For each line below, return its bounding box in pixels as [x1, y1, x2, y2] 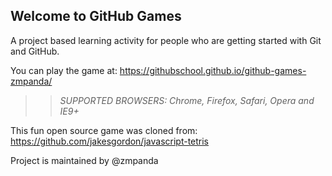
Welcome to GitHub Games [10, 8, 182, 25]
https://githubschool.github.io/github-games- [119, 64, 307, 76]
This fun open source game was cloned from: [10, 124, 198, 136]
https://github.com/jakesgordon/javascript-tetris [10, 135, 210, 147]
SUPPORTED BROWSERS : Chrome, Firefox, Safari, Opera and [59, 94, 315, 106]
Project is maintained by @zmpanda [10, 154, 159, 166]
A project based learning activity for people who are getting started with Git [10, 34, 322, 46]
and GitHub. [10, 45, 60, 57]
